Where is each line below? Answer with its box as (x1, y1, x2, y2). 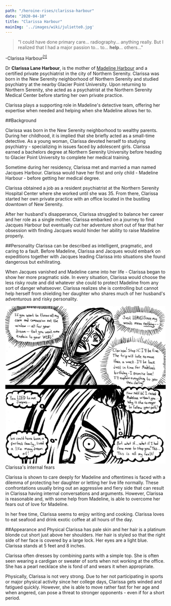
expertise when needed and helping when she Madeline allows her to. (5, 107, 152, 113)
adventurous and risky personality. (5, 296, 78, 302)
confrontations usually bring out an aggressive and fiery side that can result (5, 485, 164, 491)
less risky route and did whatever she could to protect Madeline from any (5, 280, 159, 286)
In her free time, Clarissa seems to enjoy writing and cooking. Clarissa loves (5, 511, 164, 517)
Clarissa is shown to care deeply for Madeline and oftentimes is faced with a (5, 474, 165, 480)
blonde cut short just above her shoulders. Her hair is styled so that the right (5, 532, 165, 538)
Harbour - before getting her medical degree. (5, 175, 100, 181)
